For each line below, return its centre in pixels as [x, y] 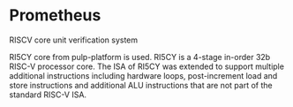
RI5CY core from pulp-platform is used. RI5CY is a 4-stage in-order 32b [140, 57]
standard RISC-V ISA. [48, 95]
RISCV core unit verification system [74, 40]
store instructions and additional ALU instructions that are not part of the [141, 85]
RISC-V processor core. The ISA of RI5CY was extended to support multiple [147, 66]
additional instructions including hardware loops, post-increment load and [143, 75]
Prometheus [55, 15]
